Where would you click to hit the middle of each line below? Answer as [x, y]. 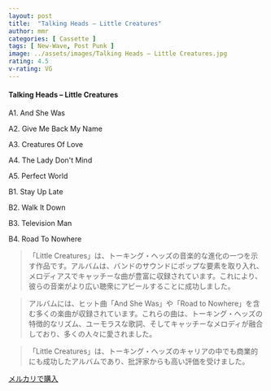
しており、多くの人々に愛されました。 [92, 333]
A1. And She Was [37, 113]
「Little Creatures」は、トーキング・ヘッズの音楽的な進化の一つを [140, 255]
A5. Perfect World [38, 176]
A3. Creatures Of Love [46, 144]
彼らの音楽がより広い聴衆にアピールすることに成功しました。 [131, 286]
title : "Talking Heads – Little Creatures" [85, 24]
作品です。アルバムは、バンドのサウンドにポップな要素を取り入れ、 [150, 266]
